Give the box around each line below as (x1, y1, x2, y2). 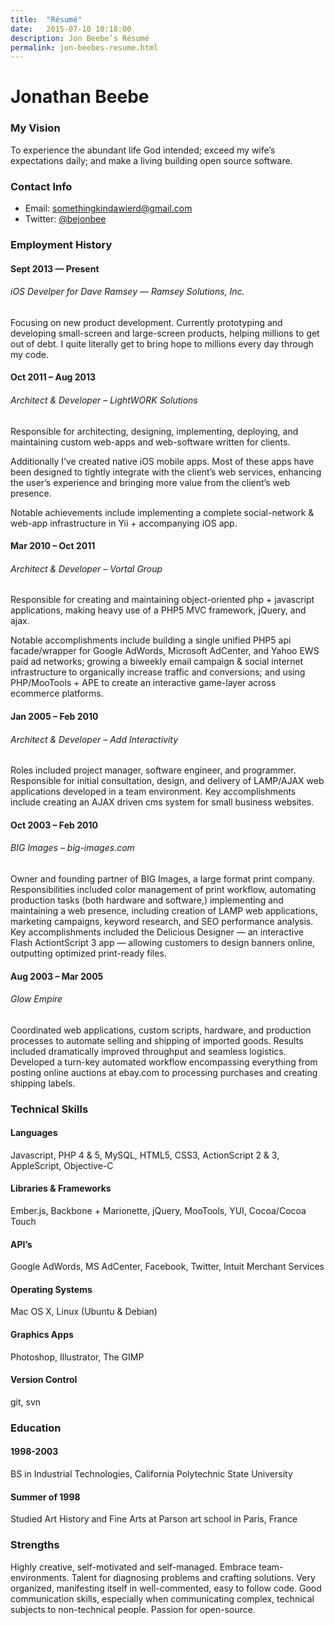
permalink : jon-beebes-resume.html (10, 42, 159, 53)
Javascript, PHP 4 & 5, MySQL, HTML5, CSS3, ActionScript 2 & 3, (10, 1149, 280, 1161)
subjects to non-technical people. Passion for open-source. (10, 1603, 256, 1615)
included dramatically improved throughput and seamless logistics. (10, 1045, 287, 1057)
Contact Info (10, 179, 73, 193)
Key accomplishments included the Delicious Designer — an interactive (10, 926, 304, 938)
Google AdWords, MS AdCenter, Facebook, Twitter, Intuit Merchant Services (10, 1261, 325, 1273)
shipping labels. (10, 1077, 76, 1089)
